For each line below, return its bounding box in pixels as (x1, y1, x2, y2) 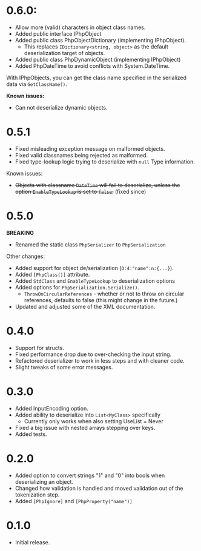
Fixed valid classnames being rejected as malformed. (15, 151, 148, 159)
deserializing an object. (15, 478, 74, 485)
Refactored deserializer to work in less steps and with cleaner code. (15, 357, 185, 364)
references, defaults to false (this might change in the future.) (24, 296, 178, 303)
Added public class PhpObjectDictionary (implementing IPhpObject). (15, 36, 186, 44)
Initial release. (15, 538, 50, 546)
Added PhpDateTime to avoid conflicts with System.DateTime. (15, 62, 170, 70)
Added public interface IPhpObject (15, 30, 102, 37)
